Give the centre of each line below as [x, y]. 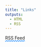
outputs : [14, 14]
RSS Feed [15, 38]
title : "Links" [21, 10]
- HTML [16, 19]
